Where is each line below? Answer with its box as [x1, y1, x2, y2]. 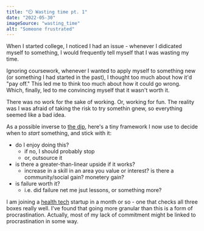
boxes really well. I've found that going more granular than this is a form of [6, 205, 193, 212]
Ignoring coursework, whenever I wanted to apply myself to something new [6, 67, 196, 75]
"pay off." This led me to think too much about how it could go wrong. [6, 80, 181, 88]
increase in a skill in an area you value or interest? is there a [24, 167, 174, 174]
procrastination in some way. [6, 218, 79, 225]
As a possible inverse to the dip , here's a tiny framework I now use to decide [6, 123, 198, 131]
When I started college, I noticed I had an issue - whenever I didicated [6, 43, 182, 50]
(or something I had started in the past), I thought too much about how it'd [6, 74, 192, 81]
